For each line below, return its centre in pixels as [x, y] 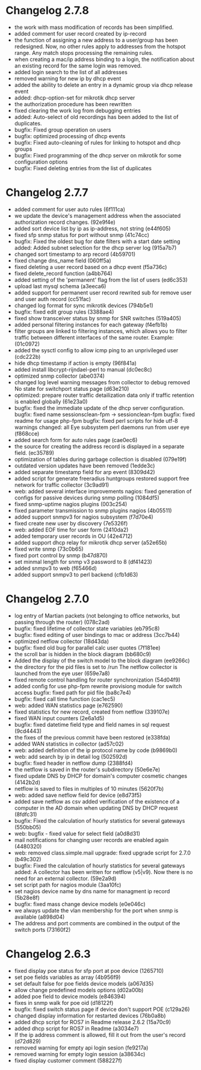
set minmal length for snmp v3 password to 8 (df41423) [83, 562]
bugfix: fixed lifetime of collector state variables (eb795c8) [87, 628]
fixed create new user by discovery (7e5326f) [71, 523]
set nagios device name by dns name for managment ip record [92, 891]
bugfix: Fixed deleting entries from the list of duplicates [83, 168]
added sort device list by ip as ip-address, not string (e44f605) [92, 228]
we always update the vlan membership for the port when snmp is [96, 910]
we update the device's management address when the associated [97, 215]
